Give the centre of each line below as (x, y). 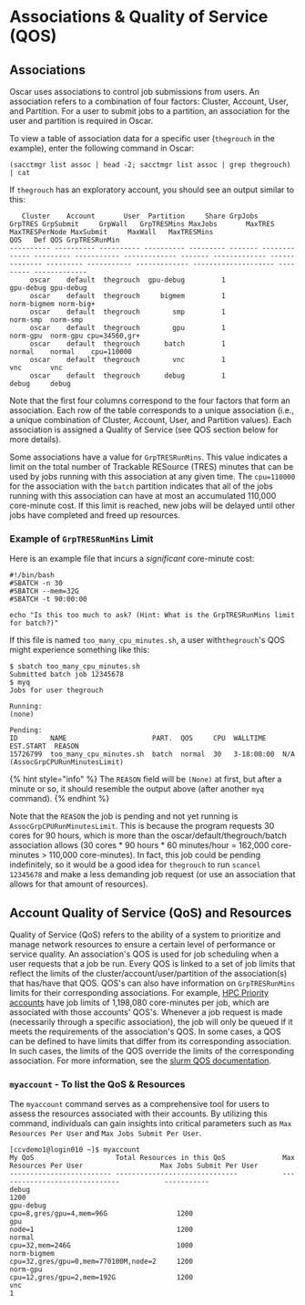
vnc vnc (36, 368)
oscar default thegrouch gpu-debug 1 (127, 280)
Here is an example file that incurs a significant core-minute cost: (132, 559)
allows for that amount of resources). (79, 884)
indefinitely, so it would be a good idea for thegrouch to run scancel (135, 865)
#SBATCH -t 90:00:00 (49, 599)
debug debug (40, 384)
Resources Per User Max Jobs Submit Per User (134, 1166)
